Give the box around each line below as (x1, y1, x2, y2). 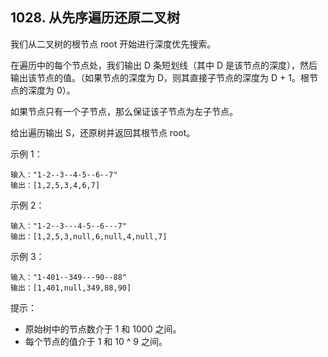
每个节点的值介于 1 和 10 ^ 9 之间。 (24, 335, 168, 347)
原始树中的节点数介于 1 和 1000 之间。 (24, 323, 182, 335)
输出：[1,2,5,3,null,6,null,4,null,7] (10, 231, 168, 242)
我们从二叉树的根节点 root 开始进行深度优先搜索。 (10, 38, 217, 50)
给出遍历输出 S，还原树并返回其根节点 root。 (10, 126, 196, 138)
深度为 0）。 (27, 84, 76, 96)
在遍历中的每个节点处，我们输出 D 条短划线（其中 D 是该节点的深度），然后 (10, 59, 318, 71)
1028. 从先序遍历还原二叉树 (10, 9, 181, 27)
